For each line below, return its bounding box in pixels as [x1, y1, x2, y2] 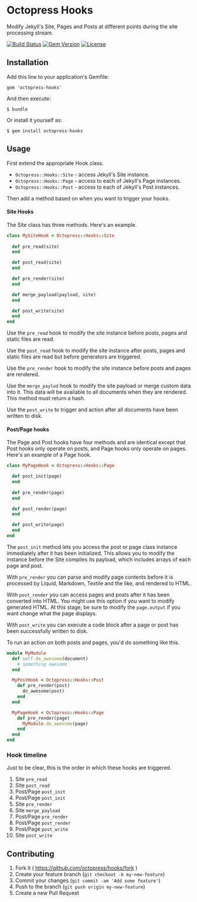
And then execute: [6, 95, 51, 102]
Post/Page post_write [15, 826, 69, 833]
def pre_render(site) [12, 276, 65, 282]
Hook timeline [6, 751, 47, 759]
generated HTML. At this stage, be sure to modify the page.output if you [6, 603, 181, 611]
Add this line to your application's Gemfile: [6, 73, 109, 80]
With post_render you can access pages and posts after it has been [6, 591, 170, 598]
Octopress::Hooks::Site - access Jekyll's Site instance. [15, 171, 150, 178]
